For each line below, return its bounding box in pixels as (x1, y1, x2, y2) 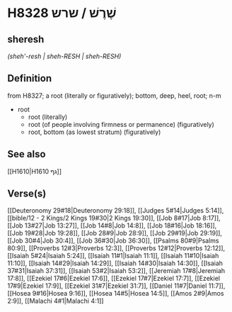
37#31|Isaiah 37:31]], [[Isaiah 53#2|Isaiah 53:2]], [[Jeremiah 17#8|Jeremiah (7, 267, 226, 275)
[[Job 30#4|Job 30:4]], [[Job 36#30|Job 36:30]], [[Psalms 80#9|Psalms (7, 236, 219, 245)
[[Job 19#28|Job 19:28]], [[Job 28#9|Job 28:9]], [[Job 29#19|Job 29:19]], (7, 229, 223, 238)
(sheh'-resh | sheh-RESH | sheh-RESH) (7, 52, 122, 60)
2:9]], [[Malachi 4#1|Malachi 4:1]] (7, 296, 104, 306)
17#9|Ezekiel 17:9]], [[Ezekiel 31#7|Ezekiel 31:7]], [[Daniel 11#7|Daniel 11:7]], (7, 282, 226, 290)
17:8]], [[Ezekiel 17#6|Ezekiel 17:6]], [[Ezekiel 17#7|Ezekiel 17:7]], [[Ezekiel (7, 274, 221, 283)
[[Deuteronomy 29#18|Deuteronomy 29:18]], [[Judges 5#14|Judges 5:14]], (7, 206, 224, 215)
